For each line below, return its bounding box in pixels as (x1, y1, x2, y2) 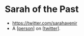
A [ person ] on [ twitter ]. (12, 25, 61, 31)
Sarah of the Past (5, 3, 79, 15)
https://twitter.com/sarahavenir (12, 20, 77, 26)
